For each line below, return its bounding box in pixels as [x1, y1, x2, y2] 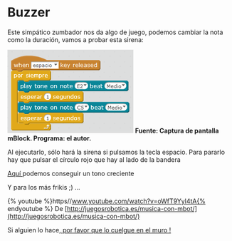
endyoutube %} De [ [7, 204, 68, 212]
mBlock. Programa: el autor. [7, 133, 92, 143]
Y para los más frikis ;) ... [7, 183, 80, 191]
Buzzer [7, 4, 51, 21]
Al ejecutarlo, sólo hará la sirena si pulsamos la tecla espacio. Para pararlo [7, 148, 226, 156]
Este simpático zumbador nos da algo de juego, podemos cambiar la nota [7, 28, 223, 36]
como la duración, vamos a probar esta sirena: [7, 35, 144, 43]
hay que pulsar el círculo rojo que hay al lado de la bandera [7, 155, 181, 164]
